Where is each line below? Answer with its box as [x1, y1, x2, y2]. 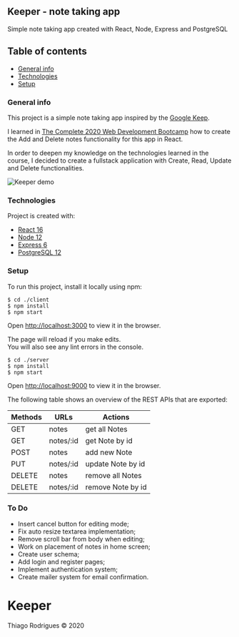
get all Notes [85, 424, 128, 434]
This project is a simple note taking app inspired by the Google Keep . [7, 113, 210, 122]
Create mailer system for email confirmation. [17, 572, 149, 581]
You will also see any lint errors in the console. [7, 342, 144, 351]
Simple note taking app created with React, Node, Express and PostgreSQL [7, 24, 228, 33]
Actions [102, 412, 130, 422]
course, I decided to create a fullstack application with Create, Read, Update [7, 156, 232, 165]
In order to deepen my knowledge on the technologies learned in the [7, 148, 209, 157]
